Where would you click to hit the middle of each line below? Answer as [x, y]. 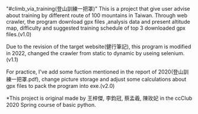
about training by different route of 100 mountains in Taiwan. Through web [97, 15]
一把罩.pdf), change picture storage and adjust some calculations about [99, 79]
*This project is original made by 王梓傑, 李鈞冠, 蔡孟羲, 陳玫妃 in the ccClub [99, 98]
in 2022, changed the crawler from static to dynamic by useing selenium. [95, 53]
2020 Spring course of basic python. [51, 105]
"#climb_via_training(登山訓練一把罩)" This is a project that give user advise [98, 9]
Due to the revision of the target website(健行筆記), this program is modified [99, 47]
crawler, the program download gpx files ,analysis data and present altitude [98, 22]
